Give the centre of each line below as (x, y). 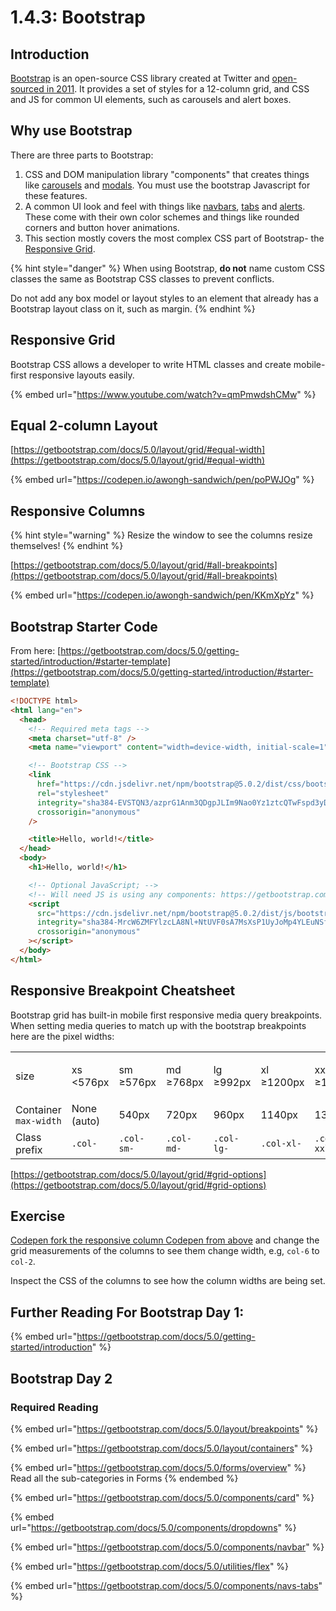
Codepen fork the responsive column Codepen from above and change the (165, 1240)
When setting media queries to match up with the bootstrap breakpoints (158, 1025)
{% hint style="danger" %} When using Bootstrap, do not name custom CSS (168, 268)
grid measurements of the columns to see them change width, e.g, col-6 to (165, 1251)
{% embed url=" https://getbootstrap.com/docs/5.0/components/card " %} (162, 1497)
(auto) (86, 1121)
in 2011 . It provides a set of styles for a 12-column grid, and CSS (178, 89)
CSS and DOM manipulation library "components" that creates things (167, 174)
